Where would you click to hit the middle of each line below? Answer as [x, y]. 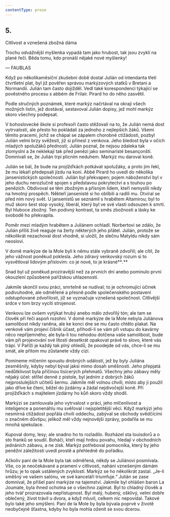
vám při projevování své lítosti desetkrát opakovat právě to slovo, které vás [83, 340]
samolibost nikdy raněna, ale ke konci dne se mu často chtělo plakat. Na [81, 324]
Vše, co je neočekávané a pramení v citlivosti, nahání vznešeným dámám [82, 466]
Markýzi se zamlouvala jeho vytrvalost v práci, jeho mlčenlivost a [73, 403]
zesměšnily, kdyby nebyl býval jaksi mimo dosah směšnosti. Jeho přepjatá [83, 366]
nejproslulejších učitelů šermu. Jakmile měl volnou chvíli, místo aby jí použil [84, 382]
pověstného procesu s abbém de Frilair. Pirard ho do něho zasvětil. [75, 94]
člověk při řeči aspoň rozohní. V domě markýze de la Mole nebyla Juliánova [84, 319]
